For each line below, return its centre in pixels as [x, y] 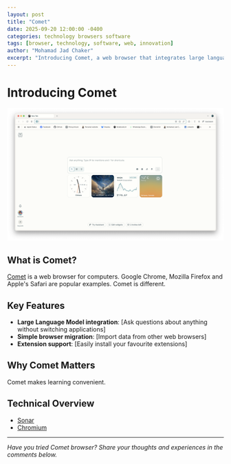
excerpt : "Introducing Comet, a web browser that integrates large [106, 58]
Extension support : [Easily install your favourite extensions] [102, 344]
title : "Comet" [29, 22]
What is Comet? [42, 260]
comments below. [32, 454]
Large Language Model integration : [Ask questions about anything [112, 322]
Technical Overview [51, 404]
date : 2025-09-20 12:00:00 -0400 [55, 29]
